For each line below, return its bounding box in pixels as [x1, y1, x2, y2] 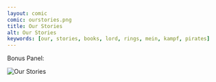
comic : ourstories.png [7, 16, 72, 23]
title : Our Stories [7, 23, 63, 29]
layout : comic [7, 10, 48, 17]
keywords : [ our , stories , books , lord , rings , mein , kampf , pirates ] [7, 36, 211, 42]
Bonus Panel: [7, 54, 45, 62]
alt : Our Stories [7, 29, 57, 36]
